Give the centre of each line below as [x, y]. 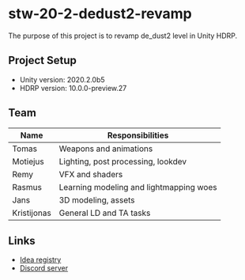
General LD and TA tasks [105, 213]
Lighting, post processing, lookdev [123, 161]
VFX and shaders [91, 174]
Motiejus [28, 161]
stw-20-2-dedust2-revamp [100, 14]
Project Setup [43, 61]
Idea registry [40, 260]
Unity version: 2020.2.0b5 [62, 79]
